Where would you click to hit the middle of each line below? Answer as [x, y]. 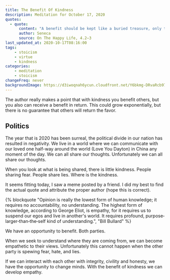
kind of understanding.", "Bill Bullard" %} [89, 221]
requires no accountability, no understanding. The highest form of [74, 205]
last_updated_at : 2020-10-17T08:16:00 [46, 43]
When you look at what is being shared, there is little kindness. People [78, 169]
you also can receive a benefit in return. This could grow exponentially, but [83, 105]
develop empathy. [24, 272]
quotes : [13, 19]
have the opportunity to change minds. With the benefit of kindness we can [84, 267]
